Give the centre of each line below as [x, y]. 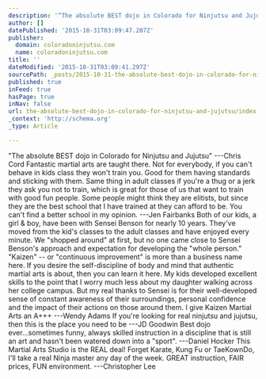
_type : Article [33, 126]
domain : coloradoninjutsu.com [65, 45]
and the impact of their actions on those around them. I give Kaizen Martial [130, 307]
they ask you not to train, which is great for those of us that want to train [126, 189]
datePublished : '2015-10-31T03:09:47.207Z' [81, 30]
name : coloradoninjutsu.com [62, 52]
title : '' [25, 60]
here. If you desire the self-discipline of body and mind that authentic [121, 265]
